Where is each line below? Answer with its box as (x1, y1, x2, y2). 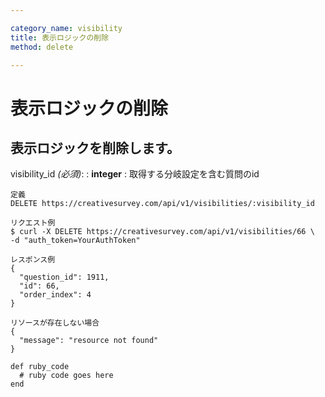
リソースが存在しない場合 (10, 318, 100, 328)
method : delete (10, 42, 74, 52)
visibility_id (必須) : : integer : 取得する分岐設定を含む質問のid (10, 168, 260, 180)
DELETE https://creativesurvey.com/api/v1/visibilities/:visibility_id (10, 199, 315, 209)
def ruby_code (10, 362, 70, 372)
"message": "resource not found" (19, 336, 159, 346)
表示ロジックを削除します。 (10, 139, 180, 156)
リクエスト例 (10, 218, 56, 228)
